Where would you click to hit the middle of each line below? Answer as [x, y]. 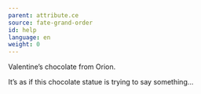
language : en [29, 37]
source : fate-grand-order [50, 23]
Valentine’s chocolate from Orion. [62, 67]
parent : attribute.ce [44, 15]
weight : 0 [24, 45]
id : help [22, 30]
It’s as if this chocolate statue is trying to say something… [101, 82]
